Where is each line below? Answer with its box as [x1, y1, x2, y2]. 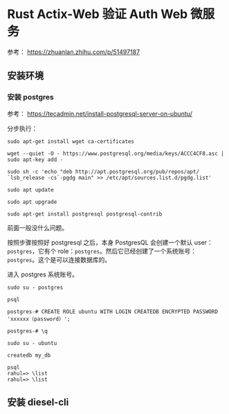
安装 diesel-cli [7, 397, 69, 408]
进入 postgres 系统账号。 [7, 270, 78, 279]
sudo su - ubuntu [7, 339, 57, 346]
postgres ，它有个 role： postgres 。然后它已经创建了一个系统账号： [7, 247, 197, 255]
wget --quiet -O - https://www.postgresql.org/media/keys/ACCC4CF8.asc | [7, 150, 225, 157]
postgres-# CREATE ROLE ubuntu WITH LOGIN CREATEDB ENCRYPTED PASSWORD [7, 308, 218, 315]
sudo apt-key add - [7, 156, 64, 163]
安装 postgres [7, 93, 54, 102]
